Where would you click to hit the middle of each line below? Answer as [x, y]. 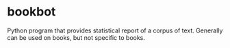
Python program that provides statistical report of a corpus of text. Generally [115, 30]
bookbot [31, 12]
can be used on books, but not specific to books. [76, 37]
